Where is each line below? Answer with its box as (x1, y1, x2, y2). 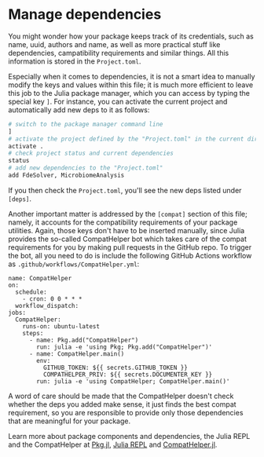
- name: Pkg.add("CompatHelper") (28, 336, 139, 344)
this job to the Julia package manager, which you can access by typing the (8, 88, 250, 97)
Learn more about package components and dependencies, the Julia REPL (8, 431, 251, 441)
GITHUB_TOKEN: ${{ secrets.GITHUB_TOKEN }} (42, 364, 189, 371)
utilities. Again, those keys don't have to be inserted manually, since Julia (8, 225, 245, 235)
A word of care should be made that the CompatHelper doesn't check (8, 391, 234, 400)
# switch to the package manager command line (8, 120, 163, 128)
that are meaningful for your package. (8, 416, 131, 426)
